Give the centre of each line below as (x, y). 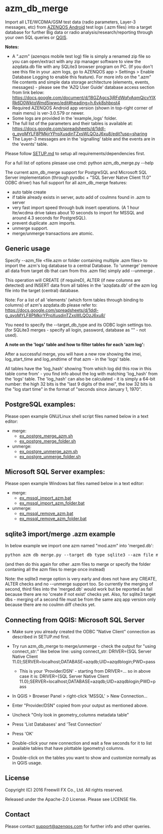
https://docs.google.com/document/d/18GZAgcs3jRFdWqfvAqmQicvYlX (84, 97)
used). (11, 335)
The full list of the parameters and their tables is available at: (73, 123)
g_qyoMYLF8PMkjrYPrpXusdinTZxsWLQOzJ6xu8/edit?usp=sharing (80, 134)
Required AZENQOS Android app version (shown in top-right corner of (82, 108)
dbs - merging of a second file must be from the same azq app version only (81, 599)
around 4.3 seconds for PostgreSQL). (49, 218)
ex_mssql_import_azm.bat (45, 498)
